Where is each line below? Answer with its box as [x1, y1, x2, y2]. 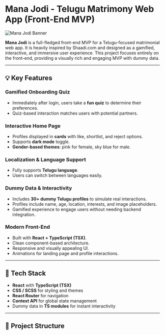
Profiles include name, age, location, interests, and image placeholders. [12, 201, 157, 207]
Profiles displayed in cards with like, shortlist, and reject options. [12, 133, 143, 139]
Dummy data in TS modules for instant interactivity [12, 303, 116, 309]
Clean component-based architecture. [12, 240, 90, 246]
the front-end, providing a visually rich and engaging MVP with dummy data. [5, 55, 160, 61]
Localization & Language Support [5, 156, 86, 163]
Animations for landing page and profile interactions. [12, 250, 119, 256]
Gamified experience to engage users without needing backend [12, 206, 141, 212]
